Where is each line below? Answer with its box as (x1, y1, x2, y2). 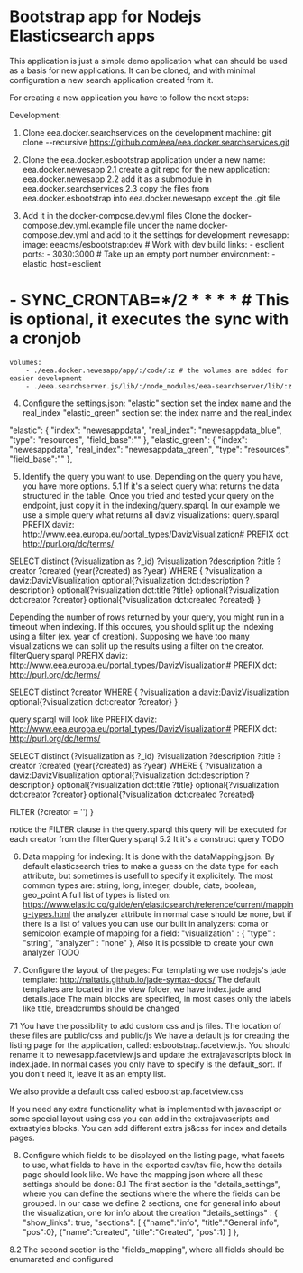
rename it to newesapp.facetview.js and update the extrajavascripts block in (9, 1049, 292, 1060)
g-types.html (22, 908, 71, 919)
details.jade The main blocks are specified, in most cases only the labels (22, 993, 292, 1004)
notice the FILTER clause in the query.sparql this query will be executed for (9, 824, 288, 835)
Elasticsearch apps (9, 25, 156, 46)
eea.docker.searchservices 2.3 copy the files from (22, 183, 210, 193)
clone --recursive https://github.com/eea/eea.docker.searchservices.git (22, 136, 290, 147)
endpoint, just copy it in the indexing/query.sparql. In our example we (22, 500, 280, 510)
